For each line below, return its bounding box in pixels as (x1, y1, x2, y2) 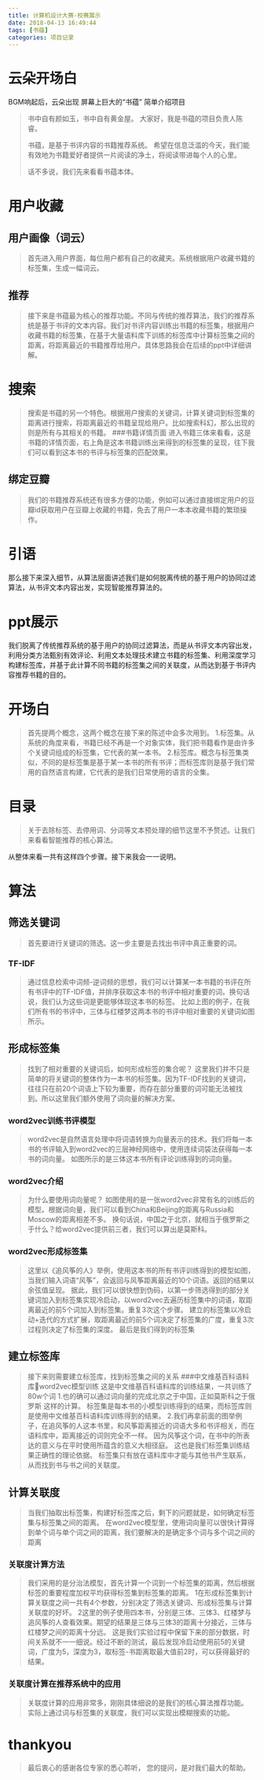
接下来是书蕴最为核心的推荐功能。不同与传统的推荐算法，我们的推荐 (27, 311, 248, 320)
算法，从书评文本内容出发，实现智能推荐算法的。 (8, 583, 167, 592)
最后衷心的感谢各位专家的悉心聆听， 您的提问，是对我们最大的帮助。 (27, 1763, 250, 1772)
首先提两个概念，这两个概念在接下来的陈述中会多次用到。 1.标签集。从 (27, 728, 255, 737)
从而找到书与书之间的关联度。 (27, 1460, 124, 1470)
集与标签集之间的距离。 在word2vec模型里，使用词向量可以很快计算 (27, 1518, 248, 1528)
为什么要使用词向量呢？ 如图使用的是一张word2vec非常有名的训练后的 (27, 1195, 255, 1204)
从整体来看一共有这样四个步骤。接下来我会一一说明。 (8, 851, 181, 861)
